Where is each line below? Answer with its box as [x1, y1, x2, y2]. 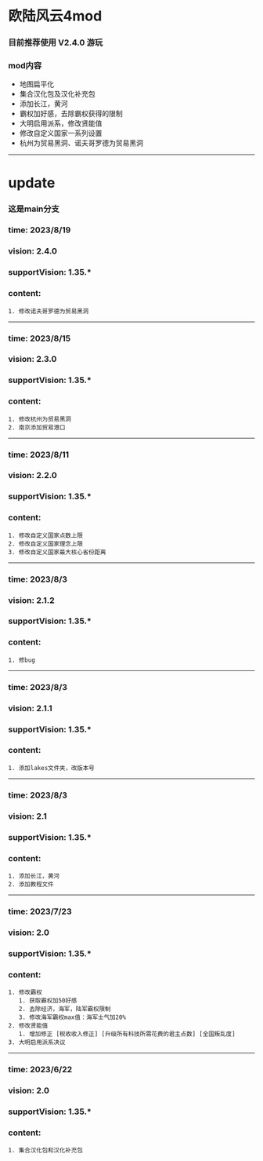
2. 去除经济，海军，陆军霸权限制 [18, 1005, 111, 1013]
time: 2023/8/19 [8, 225, 71, 235]
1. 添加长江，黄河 [8, 872, 60, 880]
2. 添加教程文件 [8, 880, 54, 888]
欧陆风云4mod [8, 7, 103, 25]
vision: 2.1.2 [8, 594, 55, 605]
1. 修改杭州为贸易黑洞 [8, 415, 72, 423]
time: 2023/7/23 [8, 906, 72, 917]
